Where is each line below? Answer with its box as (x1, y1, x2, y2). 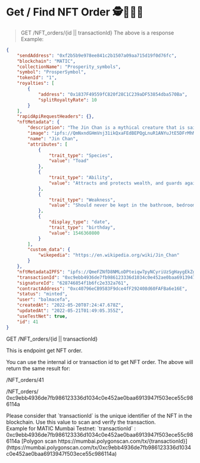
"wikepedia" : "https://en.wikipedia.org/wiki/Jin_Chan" (37, 252, 180, 258)
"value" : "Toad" (48, 158, 89, 164)
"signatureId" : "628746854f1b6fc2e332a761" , (17, 280, 129, 286)
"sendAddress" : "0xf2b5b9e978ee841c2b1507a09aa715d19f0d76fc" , (17, 53, 177, 58)
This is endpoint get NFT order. (6, 347, 83, 354)
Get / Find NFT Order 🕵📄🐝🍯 (6, 5, 144, 19)
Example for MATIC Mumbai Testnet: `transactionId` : (6, 425, 136, 432)
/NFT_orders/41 (6, 376, 44, 383)
